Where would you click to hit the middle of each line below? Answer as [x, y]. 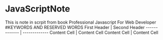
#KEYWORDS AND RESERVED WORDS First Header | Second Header [75, 27]
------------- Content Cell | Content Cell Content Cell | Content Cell [91, 32]
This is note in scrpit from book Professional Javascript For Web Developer [81, 22]
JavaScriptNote [37, 9]
